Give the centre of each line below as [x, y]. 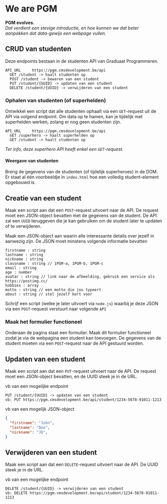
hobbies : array [22, 286]
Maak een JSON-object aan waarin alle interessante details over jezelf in [80, 236]
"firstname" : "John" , [32, 423]
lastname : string [24, 255]
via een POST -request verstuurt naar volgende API [56, 309]
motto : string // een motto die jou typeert [53, 290]
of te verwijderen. [23, 226]
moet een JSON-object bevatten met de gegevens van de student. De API [81, 215]
